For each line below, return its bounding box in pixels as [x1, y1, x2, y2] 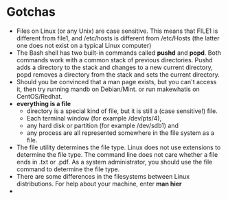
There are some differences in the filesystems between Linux [16, 172, 190, 180]
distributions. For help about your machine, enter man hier [16, 179, 183, 188]
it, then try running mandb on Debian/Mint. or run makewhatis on [16, 85, 200, 93]
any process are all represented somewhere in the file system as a [26, 128, 214, 137]
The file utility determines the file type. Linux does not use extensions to [16, 143, 221, 151]
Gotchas [6, 4, 56, 20]
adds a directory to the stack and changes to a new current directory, [16, 63, 214, 71]
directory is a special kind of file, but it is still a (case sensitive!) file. [26, 107, 218, 115]
